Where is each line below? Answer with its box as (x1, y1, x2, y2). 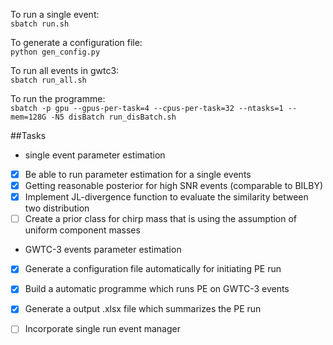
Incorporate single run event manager (24, 323, 181, 335)
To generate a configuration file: (10, 37, 143, 48)
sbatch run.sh (10, 19, 70, 29)
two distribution (24, 202, 90, 214)
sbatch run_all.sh (10, 75, 87, 85)
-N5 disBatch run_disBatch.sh (50, 112, 177, 122)
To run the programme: (10, 93, 106, 104)
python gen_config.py (10, 47, 101, 57)
